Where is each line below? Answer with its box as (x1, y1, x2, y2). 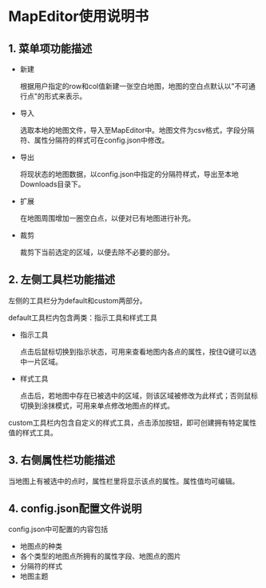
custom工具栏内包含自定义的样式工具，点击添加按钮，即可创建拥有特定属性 (8, 418, 257, 427)
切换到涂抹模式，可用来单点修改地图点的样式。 (19, 401, 174, 410)
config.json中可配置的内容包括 (8, 525, 109, 534)
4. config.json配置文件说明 (8, 502, 142, 516)
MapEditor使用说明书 (8, 7, 149, 26)
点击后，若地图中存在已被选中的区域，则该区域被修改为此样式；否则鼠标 (19, 390, 258, 400)
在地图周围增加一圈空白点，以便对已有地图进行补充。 (19, 214, 196, 222)
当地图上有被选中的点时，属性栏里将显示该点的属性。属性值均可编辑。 (8, 476, 240, 486)
